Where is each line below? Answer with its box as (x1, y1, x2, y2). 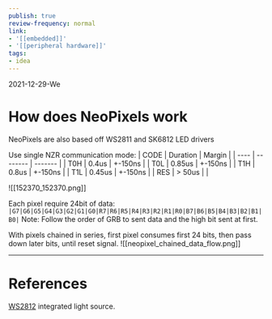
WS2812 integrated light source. (8, 301, 116, 311)
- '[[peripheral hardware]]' (8, 42, 107, 50)
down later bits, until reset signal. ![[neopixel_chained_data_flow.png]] (8, 238, 241, 248)
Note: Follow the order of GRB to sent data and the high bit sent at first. (21, 214, 258, 223)
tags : (8, 49, 27, 57)
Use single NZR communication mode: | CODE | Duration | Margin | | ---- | (8, 150, 255, 159)
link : (8, 27, 27, 35)
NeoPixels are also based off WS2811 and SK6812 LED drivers (8, 134, 215, 144)
